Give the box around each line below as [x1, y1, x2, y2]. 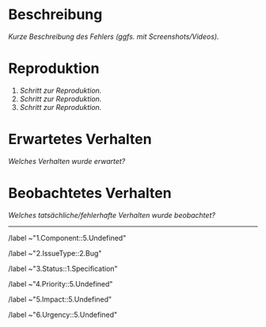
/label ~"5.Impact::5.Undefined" [8, 295, 112, 304]
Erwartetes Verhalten [8, 131, 152, 148]
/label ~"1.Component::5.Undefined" [8, 233, 127, 242]
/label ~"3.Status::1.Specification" [8, 264, 118, 273]
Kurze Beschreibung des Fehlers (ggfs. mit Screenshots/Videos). [8, 32, 219, 41]
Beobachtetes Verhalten [8, 184, 172, 202]
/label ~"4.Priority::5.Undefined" [8, 279, 113, 288]
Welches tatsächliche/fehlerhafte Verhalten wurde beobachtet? [8, 210, 216, 219]
